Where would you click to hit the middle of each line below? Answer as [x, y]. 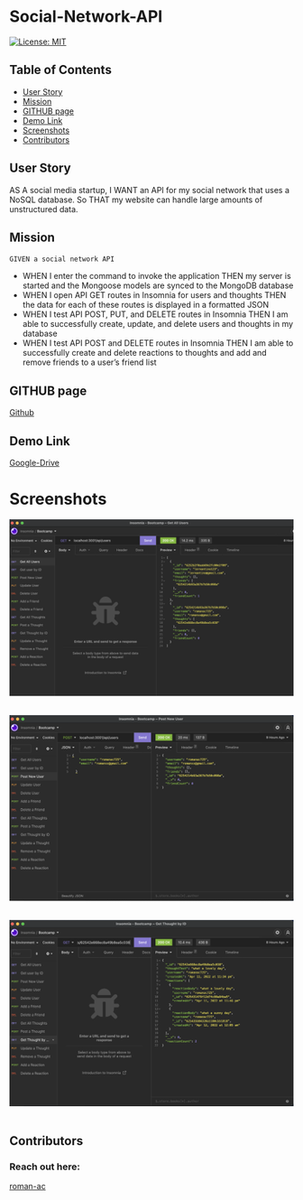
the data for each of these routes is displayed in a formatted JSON [146, 305]
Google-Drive [35, 463]
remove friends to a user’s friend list [89, 362]
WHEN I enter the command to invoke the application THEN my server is [156, 276]
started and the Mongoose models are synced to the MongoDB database [158, 285]
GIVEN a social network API [62, 259]
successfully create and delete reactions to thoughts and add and [145, 353]
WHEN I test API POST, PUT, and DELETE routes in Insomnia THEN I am [155, 314]
